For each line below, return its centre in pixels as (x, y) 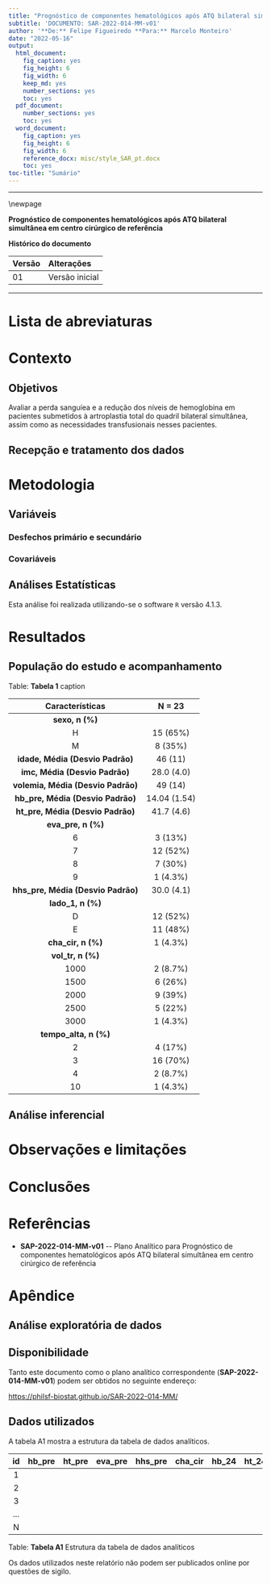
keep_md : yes (45, 83)
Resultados (47, 637)
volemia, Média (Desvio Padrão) (75, 785)
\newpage (25, 204)
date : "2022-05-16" (41, 38)
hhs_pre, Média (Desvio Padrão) (75, 890)
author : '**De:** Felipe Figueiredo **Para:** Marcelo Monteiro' (120, 31)
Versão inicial (73, 277)
